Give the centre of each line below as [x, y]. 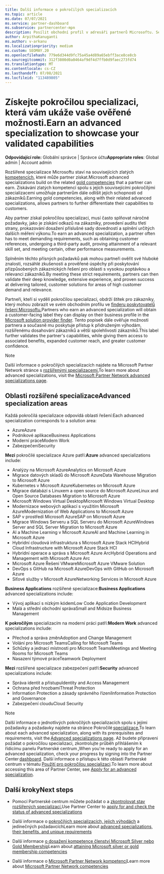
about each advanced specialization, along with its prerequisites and [74, 733]
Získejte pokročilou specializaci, [72, 102]
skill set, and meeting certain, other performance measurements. [70, 249]
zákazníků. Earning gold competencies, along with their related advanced [78, 198]
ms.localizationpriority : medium [39, 46]
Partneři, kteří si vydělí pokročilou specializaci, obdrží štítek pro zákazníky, [80, 299]
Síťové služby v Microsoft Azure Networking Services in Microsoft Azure [84, 579]
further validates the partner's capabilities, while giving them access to [76, 335]
